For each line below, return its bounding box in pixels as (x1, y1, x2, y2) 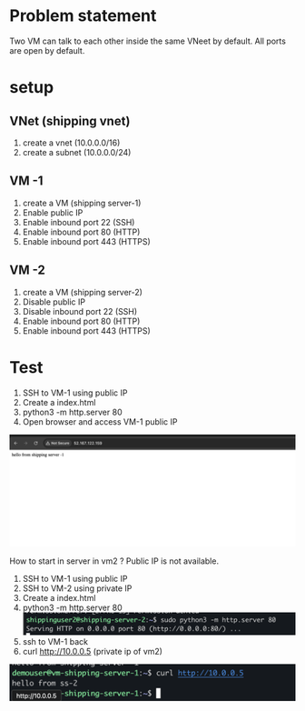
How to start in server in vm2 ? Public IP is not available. (9, 556, 220, 566)
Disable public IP (22, 296, 86, 307)
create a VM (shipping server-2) (22, 286, 143, 297)
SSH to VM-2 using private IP (22, 583, 133, 594)
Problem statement (9, 5, 157, 26)
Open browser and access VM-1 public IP (22, 416, 179, 427)
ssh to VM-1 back (22, 636, 89, 647)
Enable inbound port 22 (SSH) (22, 216, 135, 227)
